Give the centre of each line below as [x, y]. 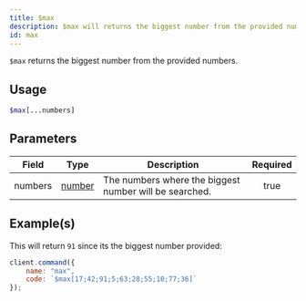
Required [272, 164]
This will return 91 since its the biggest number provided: [116, 245]
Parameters [43, 139]
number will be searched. [158, 191]
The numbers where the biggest [172, 180]
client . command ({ [42, 262]
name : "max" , [51, 271]
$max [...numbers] [42, 110]
